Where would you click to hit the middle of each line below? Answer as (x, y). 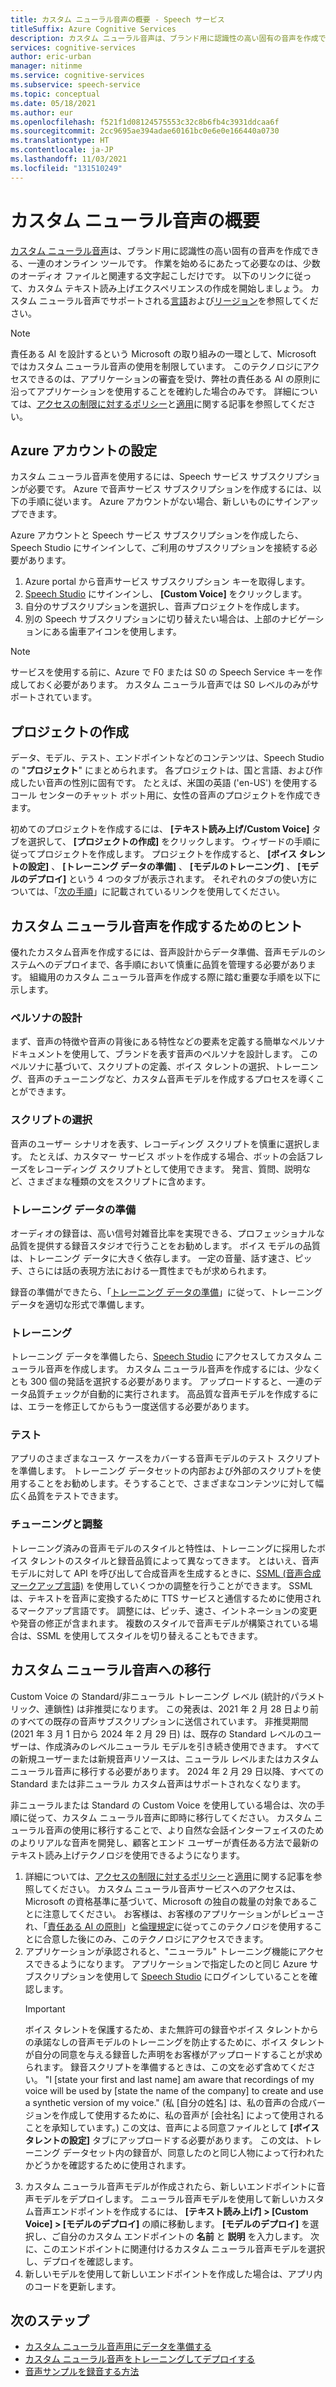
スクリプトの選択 (51, 1120)
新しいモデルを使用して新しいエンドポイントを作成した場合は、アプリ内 (173, 2273)
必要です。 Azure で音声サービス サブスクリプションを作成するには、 (170, 489)
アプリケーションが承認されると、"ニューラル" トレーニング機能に (161, 1951)
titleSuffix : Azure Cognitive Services (93, 29)
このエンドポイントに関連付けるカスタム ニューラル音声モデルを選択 (184, 2248)
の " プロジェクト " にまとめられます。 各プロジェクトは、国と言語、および (162, 770)
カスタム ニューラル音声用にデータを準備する (118, 2347)
